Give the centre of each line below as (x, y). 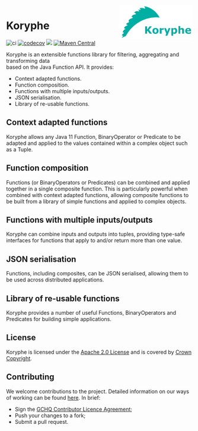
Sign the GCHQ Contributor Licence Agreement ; (73, 409)
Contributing (30, 377)
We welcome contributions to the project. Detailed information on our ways (98, 391)
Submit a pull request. (41, 422)
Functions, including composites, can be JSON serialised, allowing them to (97, 274)
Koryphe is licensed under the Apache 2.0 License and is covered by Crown (99, 352)
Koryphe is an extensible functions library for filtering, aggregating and (93, 54)
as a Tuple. (20, 149)
